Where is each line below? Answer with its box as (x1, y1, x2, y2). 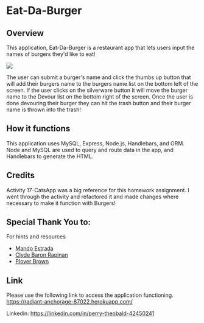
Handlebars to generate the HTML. (6, 153, 94, 160)
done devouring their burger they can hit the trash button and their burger (6, 100, 191, 106)
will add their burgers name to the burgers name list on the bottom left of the (6, 80, 199, 87)
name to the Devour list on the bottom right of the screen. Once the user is (6, 93, 194, 100)
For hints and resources (6, 233, 66, 240)
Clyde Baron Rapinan (15, 251, 68, 259)
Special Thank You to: (6, 217, 91, 227)
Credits (6, 170, 35, 181)
